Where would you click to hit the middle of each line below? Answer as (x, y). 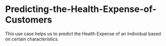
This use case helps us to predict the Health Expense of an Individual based (83, 33)
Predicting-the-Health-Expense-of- (81, 9)
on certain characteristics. (32, 39)
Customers (29, 20)
